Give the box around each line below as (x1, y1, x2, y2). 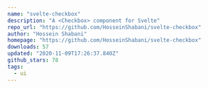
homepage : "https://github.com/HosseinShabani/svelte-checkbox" (7, 37, 202, 44)
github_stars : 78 (7, 57, 59, 64)
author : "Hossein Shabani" (7, 30, 87, 38)
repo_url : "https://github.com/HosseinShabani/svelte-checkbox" (7, 23, 202, 31)
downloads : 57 (7, 43, 50, 50)
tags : (7, 63, 23, 70)
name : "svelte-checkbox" (7, 10, 81, 18)
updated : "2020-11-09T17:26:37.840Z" (7, 50, 119, 57)
